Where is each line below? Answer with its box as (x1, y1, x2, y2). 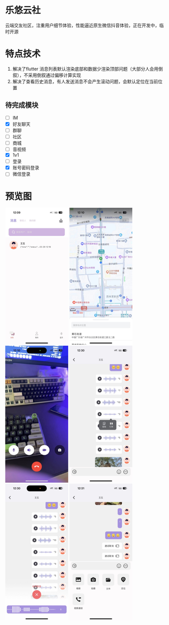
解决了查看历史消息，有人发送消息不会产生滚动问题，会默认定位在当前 (12, 78, 158, 84)
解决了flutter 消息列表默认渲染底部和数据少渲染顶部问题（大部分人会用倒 (12, 66, 163, 72)
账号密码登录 (12, 165, 39, 171)
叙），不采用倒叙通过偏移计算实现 (12, 72, 81, 78)
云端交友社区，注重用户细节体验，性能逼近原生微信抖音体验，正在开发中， (5, 22, 159, 28)
